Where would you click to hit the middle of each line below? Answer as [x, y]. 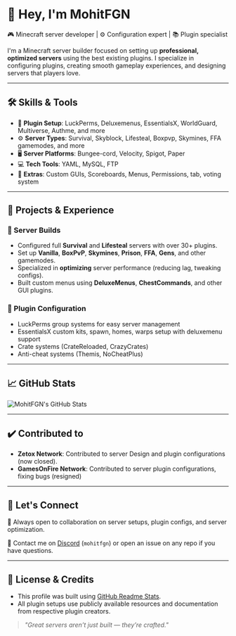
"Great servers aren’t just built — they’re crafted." [97, 625]
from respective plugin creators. [64, 611]
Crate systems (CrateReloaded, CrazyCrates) [83, 346]
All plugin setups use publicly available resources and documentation [118, 604]
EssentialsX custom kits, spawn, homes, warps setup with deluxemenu [120, 331]
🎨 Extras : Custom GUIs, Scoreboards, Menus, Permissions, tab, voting [119, 174]
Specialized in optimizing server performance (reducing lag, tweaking [119, 268]
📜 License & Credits [51, 579]
